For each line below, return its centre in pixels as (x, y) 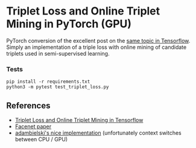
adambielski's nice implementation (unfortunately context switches (98, 133)
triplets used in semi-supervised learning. (58, 53)
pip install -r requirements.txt (48, 82)
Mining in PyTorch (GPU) (69, 24)
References (28, 105)
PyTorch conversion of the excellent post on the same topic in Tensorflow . (98, 40)
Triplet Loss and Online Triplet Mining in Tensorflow (79, 120)
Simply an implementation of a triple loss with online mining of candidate (96, 47)
